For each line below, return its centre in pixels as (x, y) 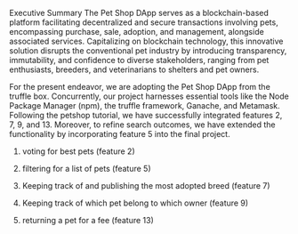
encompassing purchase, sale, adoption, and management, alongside (137, 32)
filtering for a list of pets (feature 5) (86, 169)
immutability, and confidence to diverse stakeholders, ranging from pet (139, 60)
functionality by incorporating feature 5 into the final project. (120, 134)
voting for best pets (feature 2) (78, 151)
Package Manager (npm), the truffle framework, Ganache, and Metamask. (145, 105)
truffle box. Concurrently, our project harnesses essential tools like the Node (149, 96)
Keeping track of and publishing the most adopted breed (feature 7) (146, 186)
